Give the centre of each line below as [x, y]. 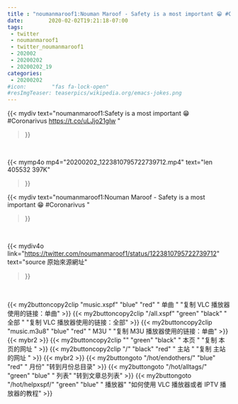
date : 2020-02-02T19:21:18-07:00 [68, 21]
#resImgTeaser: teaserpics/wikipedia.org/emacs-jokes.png [95, 93]
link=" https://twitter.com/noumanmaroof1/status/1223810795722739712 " [113, 253]
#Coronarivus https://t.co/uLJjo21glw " [64, 121]
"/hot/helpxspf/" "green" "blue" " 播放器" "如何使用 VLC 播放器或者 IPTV [113, 385]
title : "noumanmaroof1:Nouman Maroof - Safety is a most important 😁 [115, 14]
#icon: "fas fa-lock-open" [58, 87]
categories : [25, 73]
